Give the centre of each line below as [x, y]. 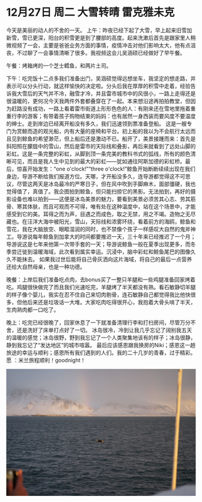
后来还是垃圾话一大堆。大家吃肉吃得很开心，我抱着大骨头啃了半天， [111, 302]
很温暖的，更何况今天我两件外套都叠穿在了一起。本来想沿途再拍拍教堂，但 [98, 101]
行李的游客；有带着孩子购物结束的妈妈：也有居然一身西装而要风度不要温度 [103, 116]
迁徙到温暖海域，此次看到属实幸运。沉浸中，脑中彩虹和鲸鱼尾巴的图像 [103, 251]
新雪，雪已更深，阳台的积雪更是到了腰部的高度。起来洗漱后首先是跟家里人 [98, 37]
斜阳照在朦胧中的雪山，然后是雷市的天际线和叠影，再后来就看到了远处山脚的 [101, 146]
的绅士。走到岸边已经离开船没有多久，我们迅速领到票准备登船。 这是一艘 [96, 124]
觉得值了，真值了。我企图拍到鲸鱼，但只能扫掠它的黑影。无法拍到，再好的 [98, 191]
